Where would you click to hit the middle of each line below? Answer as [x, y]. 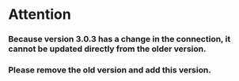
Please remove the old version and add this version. [110, 70]
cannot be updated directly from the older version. [107, 49]
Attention [40, 15]
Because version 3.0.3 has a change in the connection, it [119, 39]
